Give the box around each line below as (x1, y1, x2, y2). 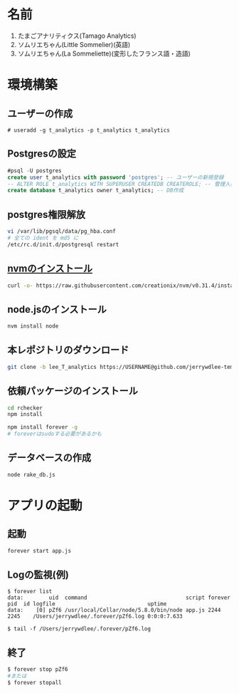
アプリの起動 (7, 497, 83, 514)
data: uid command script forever (7, 594, 231, 602)
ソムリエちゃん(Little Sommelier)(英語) (17, 40, 131, 48)
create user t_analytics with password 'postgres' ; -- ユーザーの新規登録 (7, 174, 224, 181)
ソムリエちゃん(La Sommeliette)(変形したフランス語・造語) (17, 49, 191, 58)
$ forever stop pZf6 (7, 666, 69, 673)
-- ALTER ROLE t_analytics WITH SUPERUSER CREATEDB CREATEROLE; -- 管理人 (7, 180, 230, 187)
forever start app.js (7, 547, 72, 554)
